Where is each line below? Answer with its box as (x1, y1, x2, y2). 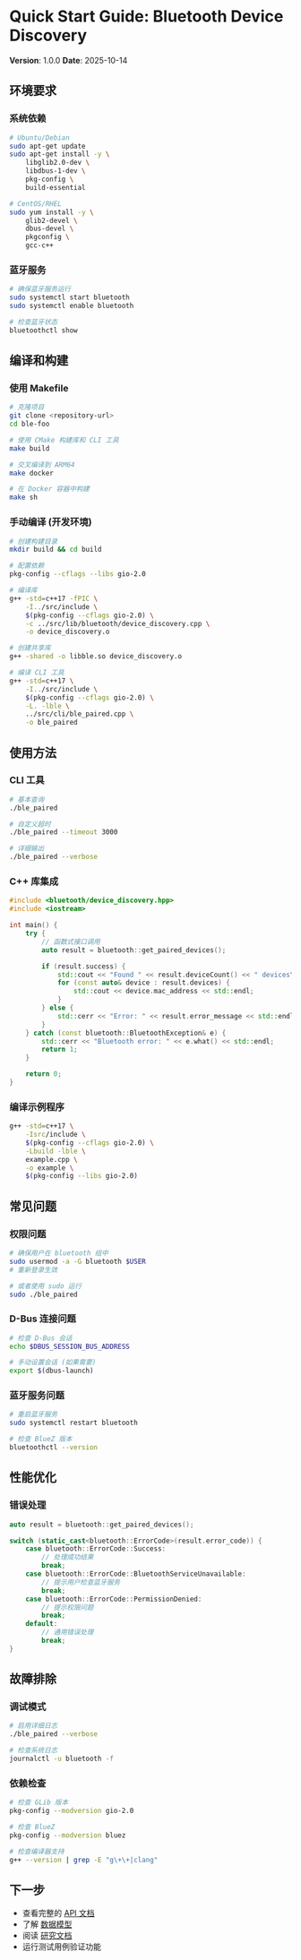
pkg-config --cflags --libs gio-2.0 (9, 570, 146, 579)
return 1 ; (41, 1045, 78, 1054)
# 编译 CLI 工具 (9, 668, 64, 677)
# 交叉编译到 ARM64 (9, 460, 75, 469)
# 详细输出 (9, 844, 45, 853)
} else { (41, 1003, 74, 1013)
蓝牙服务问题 (9, 1389, 65, 1402)
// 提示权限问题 (41, 1603, 94, 1612)
